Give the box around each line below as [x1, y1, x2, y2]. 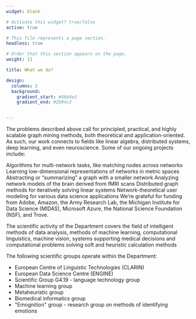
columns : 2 [11, 83, 38, 89]
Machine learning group [14, 283, 73, 290]
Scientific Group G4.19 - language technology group [14, 276, 140, 283]
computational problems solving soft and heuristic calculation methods [6, 241, 177, 248]
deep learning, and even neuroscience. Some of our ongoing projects [6, 144, 174, 151]
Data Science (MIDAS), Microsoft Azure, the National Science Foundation [6, 205, 183, 212]
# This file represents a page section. [6, 35, 106, 41]
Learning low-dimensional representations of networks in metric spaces [6, 168, 180, 175]
